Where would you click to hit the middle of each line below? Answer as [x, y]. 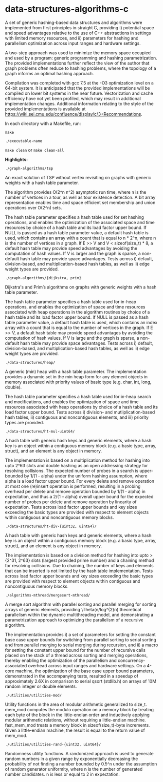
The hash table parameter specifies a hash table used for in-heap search [78, 396]
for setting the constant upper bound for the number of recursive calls [75, 650]
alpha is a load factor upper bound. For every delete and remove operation [80, 481]
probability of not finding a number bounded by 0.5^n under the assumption [81, 764]
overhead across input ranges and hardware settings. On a [87, 665]
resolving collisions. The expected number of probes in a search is [72, 471]
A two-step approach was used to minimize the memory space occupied [78, 53]
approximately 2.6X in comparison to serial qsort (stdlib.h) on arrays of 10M [81, 681]
